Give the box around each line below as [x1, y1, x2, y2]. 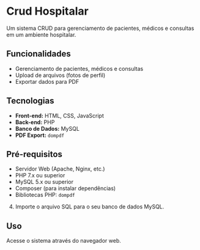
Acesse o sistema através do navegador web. [6, 237, 121, 244]
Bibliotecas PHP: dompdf [15, 191, 75, 199]
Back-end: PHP [15, 118, 55, 126]
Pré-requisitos [6, 149, 63, 160]
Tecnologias [6, 96, 54, 106]
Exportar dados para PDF [15, 78, 80, 85]
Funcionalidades [6, 49, 72, 59]
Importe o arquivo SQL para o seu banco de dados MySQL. [15, 203, 165, 210]
